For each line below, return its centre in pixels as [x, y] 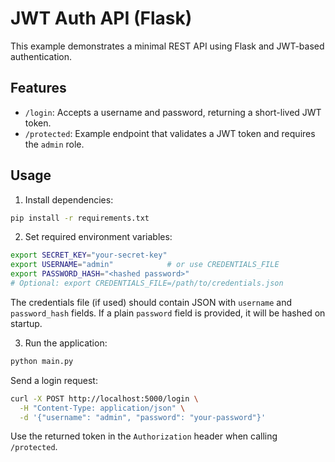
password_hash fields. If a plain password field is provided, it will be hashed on [168, 313]
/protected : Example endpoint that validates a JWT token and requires [170, 133]
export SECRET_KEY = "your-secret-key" [89, 255]
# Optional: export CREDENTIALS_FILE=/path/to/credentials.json [147, 283]
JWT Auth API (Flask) [101, 18]
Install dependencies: [69, 199]
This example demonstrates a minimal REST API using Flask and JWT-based [167, 46]
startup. [26, 323]
